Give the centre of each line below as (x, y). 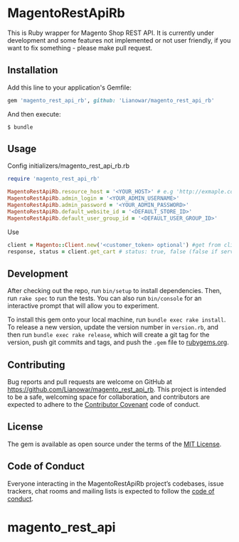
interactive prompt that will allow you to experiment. (83, 306)
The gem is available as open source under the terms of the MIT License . (115, 444)
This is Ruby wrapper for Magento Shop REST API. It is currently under (111, 33)
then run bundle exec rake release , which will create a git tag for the (108, 335)
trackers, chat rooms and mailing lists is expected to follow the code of (111, 491)
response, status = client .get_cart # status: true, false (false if (113, 251)
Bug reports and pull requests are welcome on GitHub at (90, 382)
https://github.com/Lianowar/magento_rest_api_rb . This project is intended (117, 390)
